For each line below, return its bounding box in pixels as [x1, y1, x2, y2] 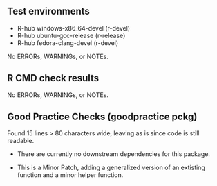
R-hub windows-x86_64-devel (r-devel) [17, 24, 130, 32]
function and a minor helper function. [17, 171, 124, 179]
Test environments [7, 6, 90, 17]
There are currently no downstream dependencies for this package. [17, 150, 211, 158]
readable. [7, 137, 35, 145]
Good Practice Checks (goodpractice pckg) [7, 111, 198, 123]
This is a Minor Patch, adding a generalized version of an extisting [17, 163, 205, 172]
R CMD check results [7, 72, 100, 84]
